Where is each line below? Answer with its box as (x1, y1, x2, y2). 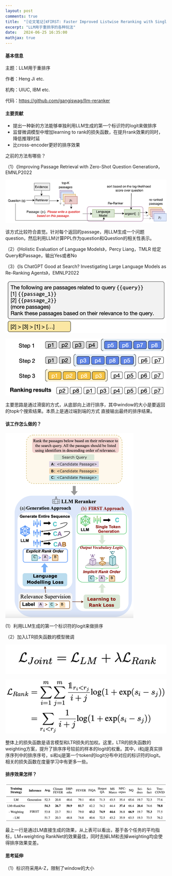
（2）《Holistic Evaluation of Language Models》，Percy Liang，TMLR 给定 (5, 246, 161, 252)
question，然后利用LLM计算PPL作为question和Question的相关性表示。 (5, 235, 155, 241)
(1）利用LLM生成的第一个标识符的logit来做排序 (5, 623, 103, 629)
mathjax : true (5, 35, 36, 41)
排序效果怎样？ (5, 771, 37, 777)
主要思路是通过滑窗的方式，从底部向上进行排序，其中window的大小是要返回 (5, 402, 165, 408)
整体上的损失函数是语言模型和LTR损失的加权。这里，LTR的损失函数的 (5, 739, 152, 745)
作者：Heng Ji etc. (5, 76, 45, 82)
